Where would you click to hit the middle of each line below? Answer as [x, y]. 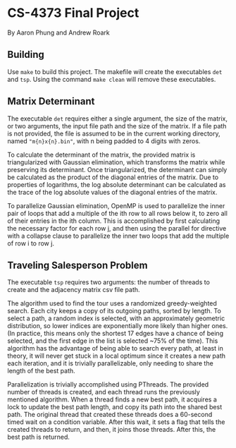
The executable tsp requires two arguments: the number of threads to [108, 282]
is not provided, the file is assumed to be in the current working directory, [114, 133]
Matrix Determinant [51, 101]
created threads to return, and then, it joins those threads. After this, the [112, 430]
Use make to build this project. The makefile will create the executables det [115, 71]
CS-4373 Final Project [73, 13]
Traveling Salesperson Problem [77, 265]
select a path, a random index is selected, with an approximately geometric [116, 318]
